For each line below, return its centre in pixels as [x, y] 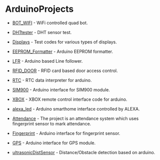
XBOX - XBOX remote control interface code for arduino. [70, 99]
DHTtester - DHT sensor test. [42, 32]
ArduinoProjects [40, 9]
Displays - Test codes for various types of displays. [64, 42]
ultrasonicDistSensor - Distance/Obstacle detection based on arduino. [84, 152]
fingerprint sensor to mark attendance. [52, 123]
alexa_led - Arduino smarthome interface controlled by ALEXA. [76, 109]
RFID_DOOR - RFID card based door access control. [65, 71]
